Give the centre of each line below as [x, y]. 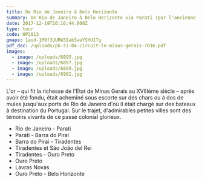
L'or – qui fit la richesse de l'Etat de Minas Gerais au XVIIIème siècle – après [100, 91]
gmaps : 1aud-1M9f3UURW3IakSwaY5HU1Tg [54, 40]
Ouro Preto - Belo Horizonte [50, 174]
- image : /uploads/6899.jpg [47, 68]
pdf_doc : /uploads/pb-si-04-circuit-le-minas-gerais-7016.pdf [86, 46]
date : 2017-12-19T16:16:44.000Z [47, 23]
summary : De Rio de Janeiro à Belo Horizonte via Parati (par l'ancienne [101, 18]
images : [16, 52]
